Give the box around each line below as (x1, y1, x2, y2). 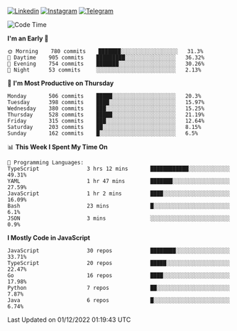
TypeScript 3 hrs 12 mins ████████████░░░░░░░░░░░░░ (7, 165, 231, 172)
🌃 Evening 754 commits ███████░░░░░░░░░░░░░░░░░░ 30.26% (7, 60, 204, 67)
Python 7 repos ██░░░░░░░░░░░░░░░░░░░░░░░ (7, 284, 231, 291)
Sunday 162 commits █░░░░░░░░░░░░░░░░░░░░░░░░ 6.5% (7, 130, 199, 137)
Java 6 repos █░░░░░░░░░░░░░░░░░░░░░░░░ (7, 297, 231, 304)
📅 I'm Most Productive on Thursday (7, 79, 114, 87)
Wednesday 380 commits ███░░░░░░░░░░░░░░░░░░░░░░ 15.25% (7, 105, 204, 112)
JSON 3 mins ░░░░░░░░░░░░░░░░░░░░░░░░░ (7, 215, 231, 222)
